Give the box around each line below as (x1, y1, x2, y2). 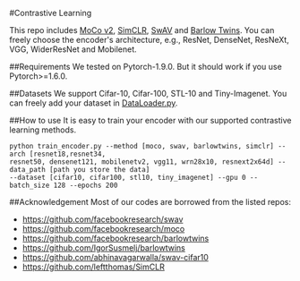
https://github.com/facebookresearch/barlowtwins (21, 233, 210, 243)
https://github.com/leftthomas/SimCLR (21, 261, 166, 272)
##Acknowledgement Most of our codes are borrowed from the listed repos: (9, 197, 291, 207)
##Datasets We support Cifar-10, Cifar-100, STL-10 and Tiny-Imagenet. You (9, 89, 287, 98)
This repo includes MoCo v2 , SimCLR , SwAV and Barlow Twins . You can (9, 25, 275, 35)
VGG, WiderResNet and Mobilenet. (9, 44, 137, 55)
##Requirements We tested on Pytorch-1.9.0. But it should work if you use (9, 62, 282, 72)
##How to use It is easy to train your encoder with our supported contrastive (9, 115, 292, 125)
